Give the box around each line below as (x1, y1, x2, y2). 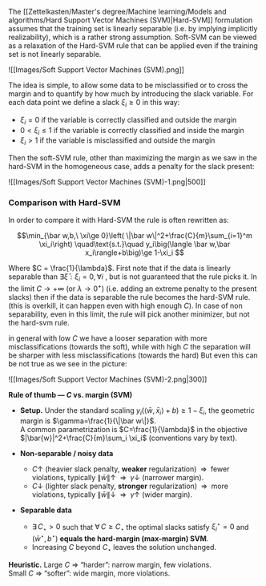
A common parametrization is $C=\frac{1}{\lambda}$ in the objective (19, 424, 248, 434)
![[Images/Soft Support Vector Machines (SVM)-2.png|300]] (8, 374, 208, 384)
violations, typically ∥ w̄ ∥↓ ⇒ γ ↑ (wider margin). (31, 489, 193, 499)
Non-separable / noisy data (19, 448, 114, 458)
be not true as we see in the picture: (8, 358, 127, 368)
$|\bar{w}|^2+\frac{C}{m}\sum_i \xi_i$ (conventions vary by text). (19, 433, 238, 443)
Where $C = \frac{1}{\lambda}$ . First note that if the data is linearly (8, 264, 231, 273)
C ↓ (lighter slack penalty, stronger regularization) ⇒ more (31, 481, 228, 491)
